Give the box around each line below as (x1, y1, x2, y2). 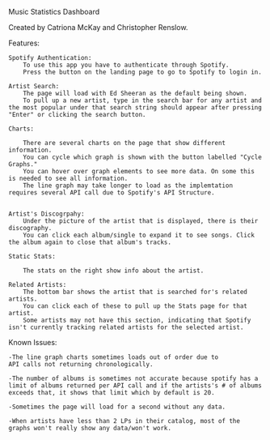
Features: (8, 38, 40, 48)
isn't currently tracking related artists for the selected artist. (8, 323, 244, 331)
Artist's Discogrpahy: (8, 210, 85, 218)
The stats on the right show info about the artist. (23, 267, 205, 275)
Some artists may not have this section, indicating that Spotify (23, 316, 251, 324)
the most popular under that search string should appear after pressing (8, 104, 263, 112)
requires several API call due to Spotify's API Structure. (8, 189, 216, 197)
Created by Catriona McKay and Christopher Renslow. (8, 23, 188, 32)
